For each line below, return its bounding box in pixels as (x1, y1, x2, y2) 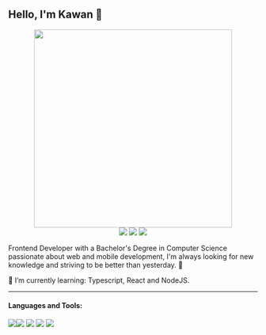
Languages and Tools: (8, 301, 83, 310)
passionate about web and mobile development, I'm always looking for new (8, 251, 254, 261)
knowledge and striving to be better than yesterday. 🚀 (8, 260, 184, 269)
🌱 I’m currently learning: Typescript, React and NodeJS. (8, 275, 190, 285)
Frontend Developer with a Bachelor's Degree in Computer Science (8, 243, 228, 253)
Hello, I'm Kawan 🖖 (8, 8, 103, 21)
